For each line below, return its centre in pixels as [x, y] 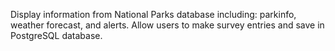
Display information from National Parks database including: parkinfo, [153, 14]
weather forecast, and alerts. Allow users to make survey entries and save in [167, 25]
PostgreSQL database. [56, 35]
